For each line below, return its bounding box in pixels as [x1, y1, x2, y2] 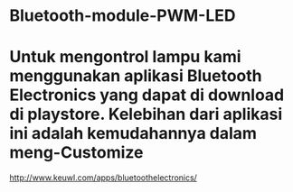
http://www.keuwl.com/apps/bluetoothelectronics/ [9, 172, 197, 183]
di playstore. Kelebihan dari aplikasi [9, 105, 283, 124]
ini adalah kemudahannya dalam [9, 123, 258, 144]
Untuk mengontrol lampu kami [9, 47, 241, 68]
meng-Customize [9, 142, 144, 163]
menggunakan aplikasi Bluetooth [9, 66, 262, 87]
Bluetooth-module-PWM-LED [9, 5, 237, 26]
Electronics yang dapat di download [9, 85, 285, 105]
